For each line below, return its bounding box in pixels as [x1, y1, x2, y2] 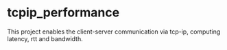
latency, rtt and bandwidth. [7, 34, 84, 42]
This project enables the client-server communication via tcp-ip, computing [7, 27, 221, 36]
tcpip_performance [7, 5, 120, 21]
